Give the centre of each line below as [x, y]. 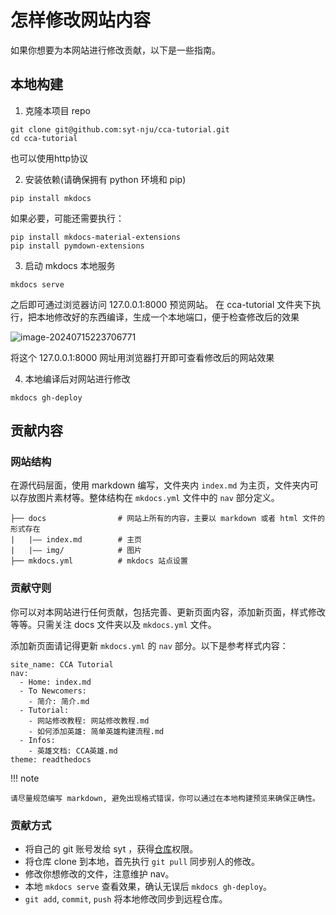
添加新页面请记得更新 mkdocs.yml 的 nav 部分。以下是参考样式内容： [149, 645]
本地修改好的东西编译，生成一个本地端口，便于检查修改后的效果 [168, 317]
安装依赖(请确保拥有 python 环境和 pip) [105, 179]
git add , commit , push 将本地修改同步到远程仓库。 [126, 899]
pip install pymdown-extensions [77, 246]
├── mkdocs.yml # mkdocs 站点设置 [99, 561]
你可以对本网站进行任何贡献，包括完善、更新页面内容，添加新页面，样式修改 [168, 612]
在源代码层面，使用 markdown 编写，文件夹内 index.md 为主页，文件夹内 [160, 485]
